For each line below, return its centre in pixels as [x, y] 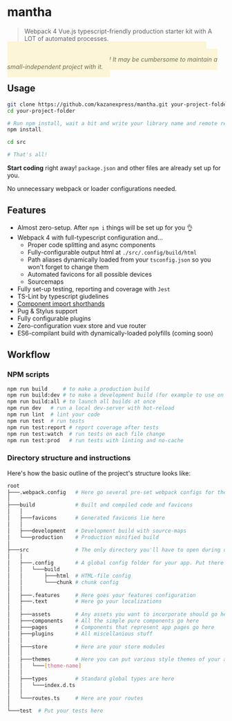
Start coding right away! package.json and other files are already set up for [114, 168]
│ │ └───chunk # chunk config [63, 582]
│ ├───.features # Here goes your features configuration [101, 595]
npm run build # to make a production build [78, 389]
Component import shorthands [61, 303]
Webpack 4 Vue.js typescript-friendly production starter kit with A [118, 31]
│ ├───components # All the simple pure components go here [103, 621]
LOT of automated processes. [66, 38]
